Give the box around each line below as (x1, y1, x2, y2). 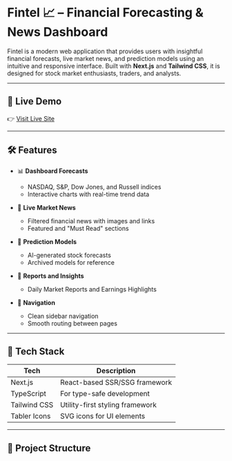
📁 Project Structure (7, 442, 91, 454)
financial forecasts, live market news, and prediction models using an (7, 54, 204, 62)
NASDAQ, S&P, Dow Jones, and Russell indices (27, 182, 162, 191)
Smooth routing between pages (27, 319, 117, 328)
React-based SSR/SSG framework (59, 377, 173, 387)
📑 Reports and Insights (17, 272, 84, 280)
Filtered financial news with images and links (27, 216, 155, 225)
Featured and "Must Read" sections (27, 224, 129, 232)
